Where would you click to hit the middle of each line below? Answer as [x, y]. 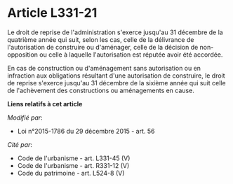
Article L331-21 [52, 13]
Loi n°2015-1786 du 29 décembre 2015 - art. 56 [86, 131]
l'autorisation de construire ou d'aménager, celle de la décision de [103, 47]
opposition [23, 55]
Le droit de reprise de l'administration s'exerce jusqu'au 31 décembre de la [115, 32]
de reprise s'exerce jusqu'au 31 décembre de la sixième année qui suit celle [116, 83]
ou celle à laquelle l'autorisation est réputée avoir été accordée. [131, 55]
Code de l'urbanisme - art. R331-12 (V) [73, 165]
